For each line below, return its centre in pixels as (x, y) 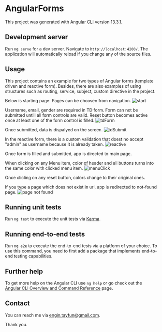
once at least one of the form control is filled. (50, 120)
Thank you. (16, 324)
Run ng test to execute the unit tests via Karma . (53, 219)
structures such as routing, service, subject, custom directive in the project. (80, 91)
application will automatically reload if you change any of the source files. (78, 54)
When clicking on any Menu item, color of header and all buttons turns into (79, 163)
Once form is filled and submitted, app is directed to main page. (68, 154)
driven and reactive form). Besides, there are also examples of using (73, 86)
